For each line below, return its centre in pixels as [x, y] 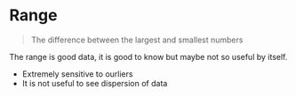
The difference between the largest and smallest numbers [137, 40]
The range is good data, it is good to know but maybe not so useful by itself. [148, 56]
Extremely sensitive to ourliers [77, 74]
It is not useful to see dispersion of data [95, 83]
